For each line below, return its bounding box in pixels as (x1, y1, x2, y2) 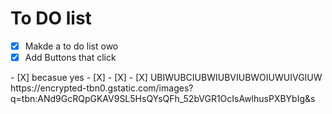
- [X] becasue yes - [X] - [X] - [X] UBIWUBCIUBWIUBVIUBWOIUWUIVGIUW (10, 72, 323, 84)
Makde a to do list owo (24, 40, 119, 52)
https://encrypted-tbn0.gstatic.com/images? (10, 82, 194, 94)
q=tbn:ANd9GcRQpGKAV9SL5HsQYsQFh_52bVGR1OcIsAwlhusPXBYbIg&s (10, 93, 316, 105)
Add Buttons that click (24, 52, 117, 63)
